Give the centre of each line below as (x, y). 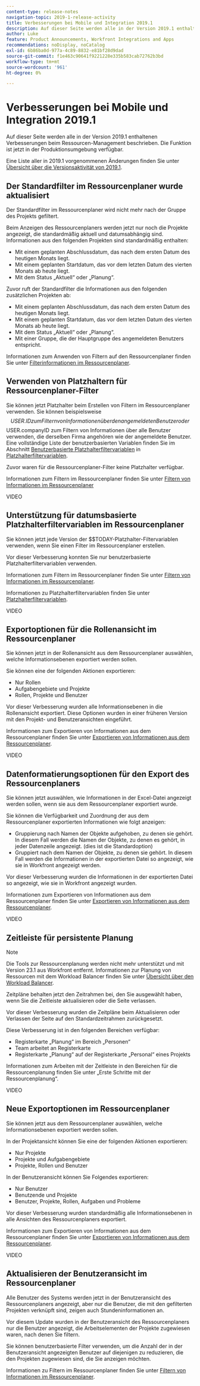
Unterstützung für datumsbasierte (71, 515)
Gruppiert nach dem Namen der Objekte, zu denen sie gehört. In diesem (103, 853)
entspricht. (28, 345)
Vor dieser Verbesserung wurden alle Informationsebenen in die (85, 707)
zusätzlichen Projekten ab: (39, 295)
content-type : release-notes (42, 12)
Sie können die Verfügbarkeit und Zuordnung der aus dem (78, 816)
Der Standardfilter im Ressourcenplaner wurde (95, 186)
